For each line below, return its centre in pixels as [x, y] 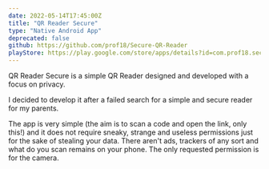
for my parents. [34, 108]
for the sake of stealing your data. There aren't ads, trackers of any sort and [133, 141]
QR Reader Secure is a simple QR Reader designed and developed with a [128, 76]
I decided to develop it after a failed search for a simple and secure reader [130, 100]
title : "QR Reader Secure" [53, 23]
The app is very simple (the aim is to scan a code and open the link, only [128, 124]
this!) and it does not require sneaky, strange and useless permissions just [131, 132]
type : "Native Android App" [55, 30]
